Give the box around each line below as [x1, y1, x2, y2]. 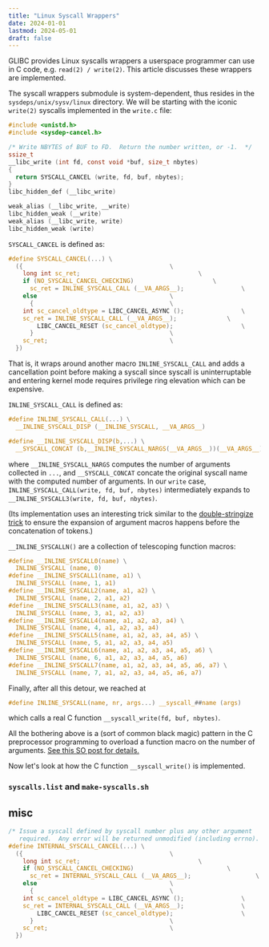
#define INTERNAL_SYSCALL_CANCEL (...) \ [8, 842, 146, 850]
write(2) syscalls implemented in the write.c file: [8, 106, 172, 115]
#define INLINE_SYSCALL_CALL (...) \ [8, 415, 130, 423]
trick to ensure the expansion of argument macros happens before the [8, 517, 240, 527]
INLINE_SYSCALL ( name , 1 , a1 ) [15, 579, 116, 588]
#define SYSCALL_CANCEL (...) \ [8, 254, 113, 263]
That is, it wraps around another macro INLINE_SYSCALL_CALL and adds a [8, 358, 246, 368]
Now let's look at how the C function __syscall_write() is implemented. [8, 761, 246, 771]
